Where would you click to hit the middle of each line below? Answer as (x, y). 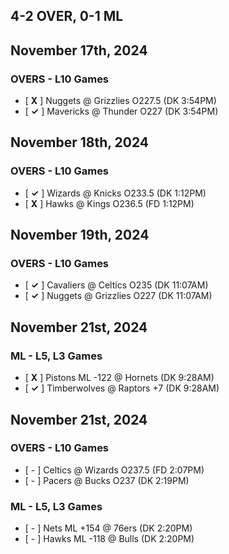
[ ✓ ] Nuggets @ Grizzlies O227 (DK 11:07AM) (118, 296)
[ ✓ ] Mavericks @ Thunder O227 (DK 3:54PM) (121, 111)
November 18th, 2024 (80, 142)
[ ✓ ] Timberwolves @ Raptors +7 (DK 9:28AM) (122, 388)
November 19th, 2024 (80, 235)
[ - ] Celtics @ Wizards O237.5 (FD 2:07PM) (114, 470)
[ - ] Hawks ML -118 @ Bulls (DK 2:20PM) (109, 539)
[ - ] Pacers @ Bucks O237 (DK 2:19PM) (107, 480)
